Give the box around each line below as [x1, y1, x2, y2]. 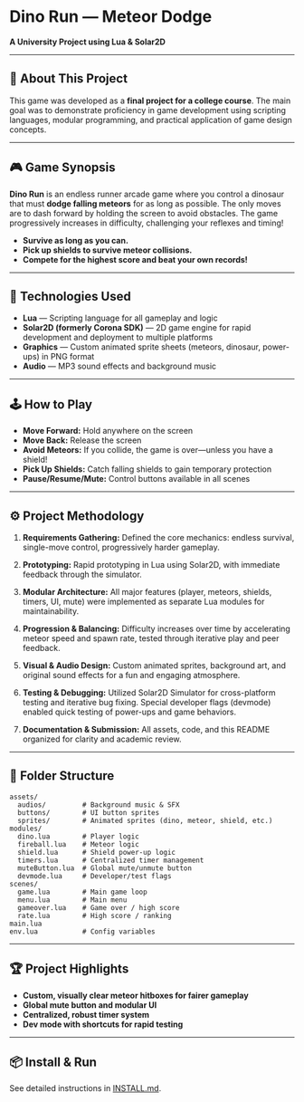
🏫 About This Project [9, 71, 128, 87]
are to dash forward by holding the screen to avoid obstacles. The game [9, 207, 279, 218]
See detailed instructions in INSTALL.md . [9, 1083, 162, 1094]
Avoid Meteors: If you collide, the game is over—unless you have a [22, 445, 273, 455]
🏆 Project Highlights [9, 962, 129, 977]
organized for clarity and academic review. [22, 733, 182, 744]
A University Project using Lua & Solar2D [9, 36, 166, 47]
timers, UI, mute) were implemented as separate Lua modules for [22, 596, 265, 607]
